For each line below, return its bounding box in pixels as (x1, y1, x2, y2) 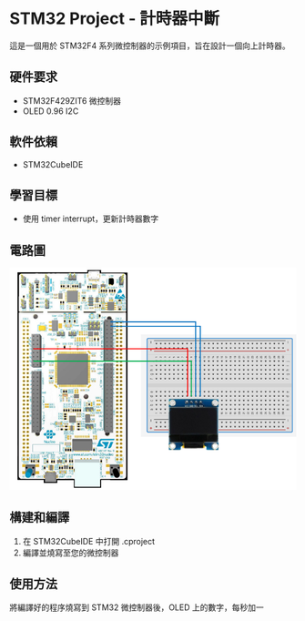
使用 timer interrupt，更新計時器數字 (22, 213, 159, 224)
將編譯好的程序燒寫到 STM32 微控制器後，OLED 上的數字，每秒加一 (9, 602, 264, 613)
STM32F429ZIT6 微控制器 (22, 95, 121, 106)
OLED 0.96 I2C (22, 106, 79, 117)
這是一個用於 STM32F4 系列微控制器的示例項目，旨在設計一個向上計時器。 (9, 40, 290, 51)
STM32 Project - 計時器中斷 (9, 8, 220, 29)
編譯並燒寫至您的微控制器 (22, 547, 119, 558)
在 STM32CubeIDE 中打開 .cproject (22, 535, 156, 546)
